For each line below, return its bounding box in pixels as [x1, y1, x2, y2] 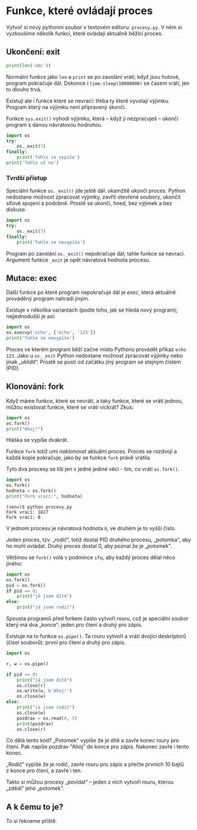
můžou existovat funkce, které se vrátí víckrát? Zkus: [6, 404, 134, 411]
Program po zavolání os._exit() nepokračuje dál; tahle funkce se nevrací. [6, 250, 185, 257]
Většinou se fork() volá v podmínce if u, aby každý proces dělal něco [6, 554, 175, 561]
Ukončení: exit [6, 47, 61, 57]
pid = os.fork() [6, 582, 46, 588]
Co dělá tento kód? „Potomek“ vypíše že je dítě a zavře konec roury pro [6, 737, 179, 744]
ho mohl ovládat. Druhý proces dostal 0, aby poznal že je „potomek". [6, 542, 172, 549]
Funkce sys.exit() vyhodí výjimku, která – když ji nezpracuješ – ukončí [6, 115, 179, 122]
